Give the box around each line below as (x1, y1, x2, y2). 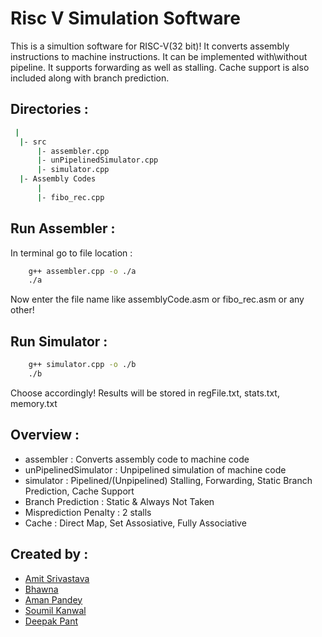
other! (10, 304, 35, 316)
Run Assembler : (10, 220, 116, 237)
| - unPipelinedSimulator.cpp (36, 155, 159, 166)
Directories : (10, 101, 89, 118)
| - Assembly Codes (19, 174, 97, 184)
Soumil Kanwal (24, 604, 87, 616)
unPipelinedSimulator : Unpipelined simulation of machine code (24, 463, 287, 476)
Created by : (10, 546, 89, 563)
